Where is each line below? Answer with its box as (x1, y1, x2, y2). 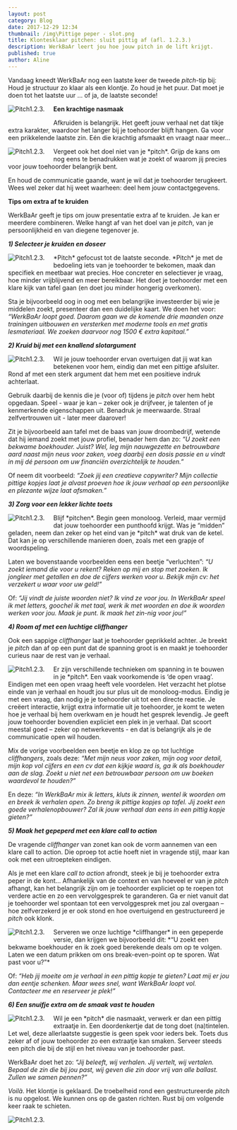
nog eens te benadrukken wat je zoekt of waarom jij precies (53, 154, 227, 163)
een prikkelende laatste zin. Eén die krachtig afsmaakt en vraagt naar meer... (8, 133, 231, 142)
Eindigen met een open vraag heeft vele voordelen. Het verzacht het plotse (8, 680, 226, 688)
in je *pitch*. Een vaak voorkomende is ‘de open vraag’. (53, 672, 214, 680)
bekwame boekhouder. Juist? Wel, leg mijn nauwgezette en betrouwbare (8, 442, 220, 450)
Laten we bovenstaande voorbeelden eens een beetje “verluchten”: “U (8, 557, 214, 566)
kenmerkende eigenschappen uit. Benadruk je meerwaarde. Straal (8, 406, 200, 414)
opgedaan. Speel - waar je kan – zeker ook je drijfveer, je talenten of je (8, 398, 214, 407)
